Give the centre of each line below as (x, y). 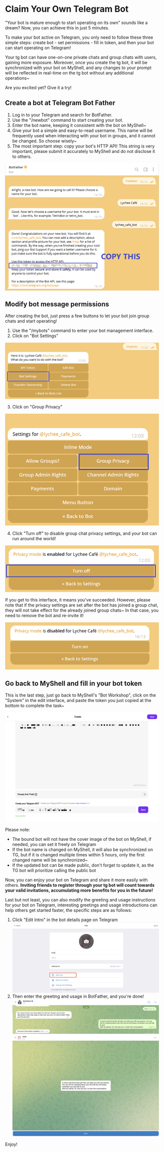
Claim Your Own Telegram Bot (67, 9)
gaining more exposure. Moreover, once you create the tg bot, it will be (76, 62)
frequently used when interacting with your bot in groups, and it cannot (84, 135)
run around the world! (34, 539)
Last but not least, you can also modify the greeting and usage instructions (80, 900)
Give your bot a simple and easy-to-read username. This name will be (82, 130)
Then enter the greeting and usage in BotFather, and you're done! (78, 996)
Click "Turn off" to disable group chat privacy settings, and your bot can (84, 533)
